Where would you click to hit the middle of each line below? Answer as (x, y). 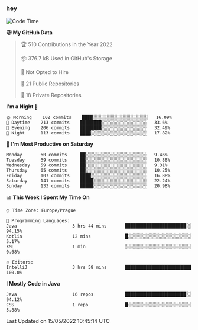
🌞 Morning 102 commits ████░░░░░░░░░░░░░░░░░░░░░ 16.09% (89, 118)
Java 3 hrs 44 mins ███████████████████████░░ (99, 226)
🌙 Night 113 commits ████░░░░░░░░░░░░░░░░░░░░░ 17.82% (88, 133)
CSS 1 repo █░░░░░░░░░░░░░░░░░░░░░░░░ (99, 305)
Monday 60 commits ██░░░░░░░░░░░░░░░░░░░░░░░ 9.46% (87, 155)
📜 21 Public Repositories (50, 84)
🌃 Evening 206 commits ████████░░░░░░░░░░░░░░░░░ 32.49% (88, 128)
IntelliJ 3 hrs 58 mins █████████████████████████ (99, 268)
